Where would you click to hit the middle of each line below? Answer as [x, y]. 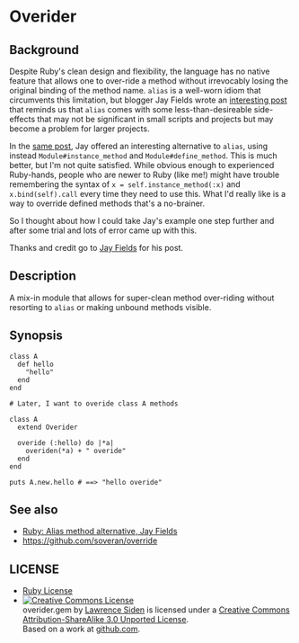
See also [34, 510]
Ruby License [48, 591]
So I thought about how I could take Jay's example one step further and [142, 221]
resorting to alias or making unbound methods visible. [110, 307]
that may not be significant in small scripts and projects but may [155, 119]
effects [22, 119]
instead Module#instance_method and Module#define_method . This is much [143, 156]
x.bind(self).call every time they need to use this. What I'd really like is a [148, 194]
